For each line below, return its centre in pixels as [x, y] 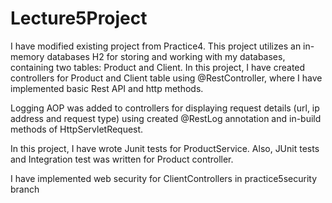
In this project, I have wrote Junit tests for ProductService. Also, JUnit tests [165, 148]
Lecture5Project [79, 18]
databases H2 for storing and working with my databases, [166, 56]
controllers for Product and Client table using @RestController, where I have [166, 78]
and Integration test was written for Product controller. [122, 159]
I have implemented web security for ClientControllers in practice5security [164, 178]
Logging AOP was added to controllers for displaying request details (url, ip [165, 108]
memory [27, 56]
